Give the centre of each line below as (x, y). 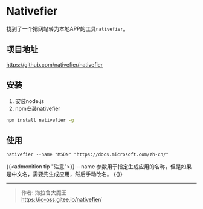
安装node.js (30, 101)
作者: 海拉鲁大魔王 (44, 193)
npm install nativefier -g (40, 120)
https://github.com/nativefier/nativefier (55, 64)
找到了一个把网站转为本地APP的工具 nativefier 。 (67, 28)
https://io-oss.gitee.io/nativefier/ (61, 200)
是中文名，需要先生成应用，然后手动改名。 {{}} (64, 174)
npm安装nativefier (37, 108)
